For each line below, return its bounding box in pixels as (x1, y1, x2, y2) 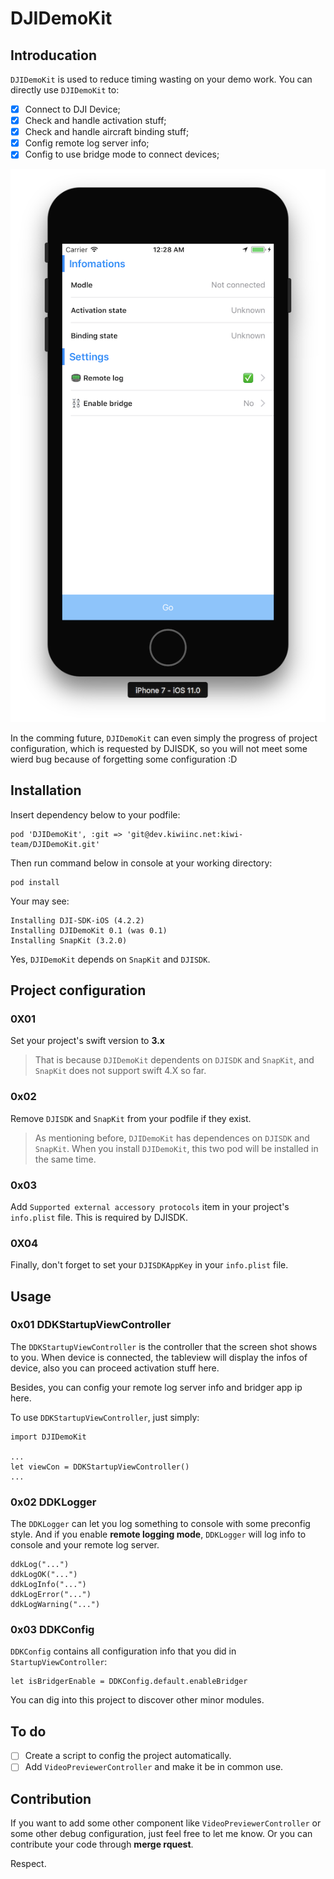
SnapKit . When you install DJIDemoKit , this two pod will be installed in (34, 1142, 319, 1154)
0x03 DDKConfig (10, 1623, 95, 1637)
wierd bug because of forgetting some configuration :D (10, 753, 238, 765)
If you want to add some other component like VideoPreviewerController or (10, 1817, 322, 1829)
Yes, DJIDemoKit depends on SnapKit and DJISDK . (10, 953, 211, 965)
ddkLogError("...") (10, 1590, 92, 1600)
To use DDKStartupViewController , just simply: (10, 1411, 200, 1423)
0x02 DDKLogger (10, 1495, 97, 1509)
